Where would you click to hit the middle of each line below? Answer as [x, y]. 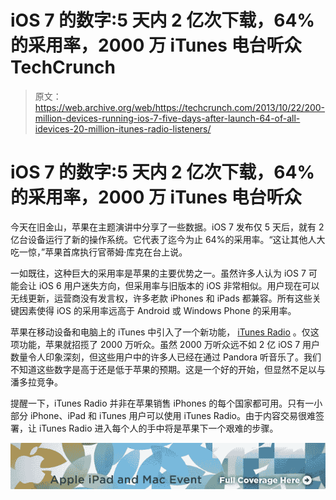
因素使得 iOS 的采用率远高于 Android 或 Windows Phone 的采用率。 [157, 310]
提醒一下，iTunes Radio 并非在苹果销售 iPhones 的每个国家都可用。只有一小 [166, 403]
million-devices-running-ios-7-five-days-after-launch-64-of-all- [167, 118]
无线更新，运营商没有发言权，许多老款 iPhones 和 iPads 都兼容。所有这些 [161, 298]
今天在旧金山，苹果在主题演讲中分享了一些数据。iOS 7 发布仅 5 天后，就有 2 [167, 227]
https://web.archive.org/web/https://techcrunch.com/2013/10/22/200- [180, 107]
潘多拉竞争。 [36, 382]
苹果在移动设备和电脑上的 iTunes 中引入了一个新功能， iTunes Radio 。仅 [160, 332]
